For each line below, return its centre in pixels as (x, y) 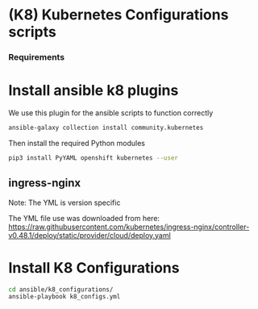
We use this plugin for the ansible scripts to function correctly (111, 113)
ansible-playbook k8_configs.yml (64, 297)
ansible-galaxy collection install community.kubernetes (106, 128)
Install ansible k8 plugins (94, 91)
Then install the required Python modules (77, 143)
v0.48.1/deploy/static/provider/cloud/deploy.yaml (89, 235)
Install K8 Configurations (94, 267)
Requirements (37, 57)
